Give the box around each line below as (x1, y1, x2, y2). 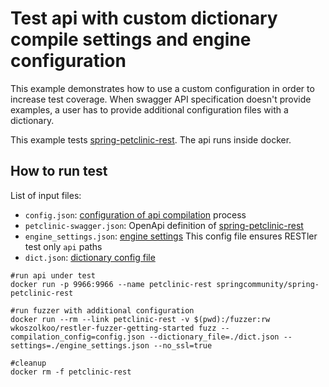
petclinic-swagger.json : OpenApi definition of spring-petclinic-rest (24, 219, 304, 231)
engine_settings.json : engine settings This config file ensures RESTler (24, 230, 318, 242)
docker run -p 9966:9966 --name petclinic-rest (10, 279, 213, 289)
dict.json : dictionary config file (24, 251, 156, 263)
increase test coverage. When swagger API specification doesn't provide (10, 93, 312, 105)
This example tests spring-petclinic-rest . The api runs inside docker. (10, 133, 292, 146)
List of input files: (10, 189, 82, 201)
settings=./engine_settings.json (10, 340, 150, 351)
